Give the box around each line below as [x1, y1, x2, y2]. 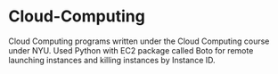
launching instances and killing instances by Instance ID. [8, 54, 216, 65]
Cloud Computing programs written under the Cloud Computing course [8, 36, 270, 46]
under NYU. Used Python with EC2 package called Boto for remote [8, 45, 254, 55]
